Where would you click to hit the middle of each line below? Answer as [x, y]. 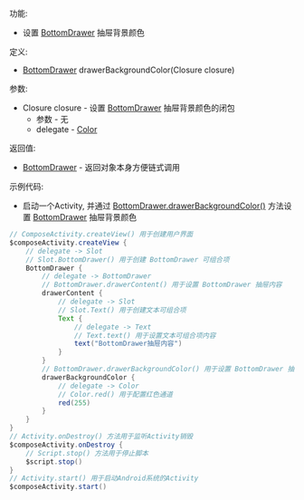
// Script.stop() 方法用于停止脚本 [87, 453]
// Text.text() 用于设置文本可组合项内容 [145, 335]
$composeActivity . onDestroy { [66, 445]
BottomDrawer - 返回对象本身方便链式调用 [101, 167]
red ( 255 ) [74, 403]
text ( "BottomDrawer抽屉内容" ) [128, 344]
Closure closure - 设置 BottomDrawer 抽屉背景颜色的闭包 [128, 108]
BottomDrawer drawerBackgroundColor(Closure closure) [128, 70]
